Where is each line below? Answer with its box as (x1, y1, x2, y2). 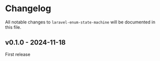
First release (5, 51, 31, 57)
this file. (5, 24, 21, 30)
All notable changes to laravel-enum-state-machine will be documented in (5, 19, 156, 25)
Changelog (5, 3, 51, 14)
